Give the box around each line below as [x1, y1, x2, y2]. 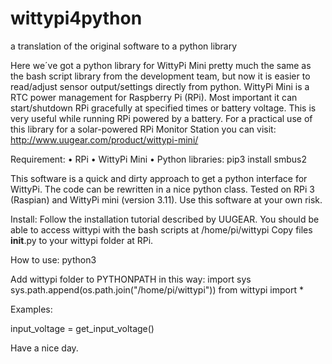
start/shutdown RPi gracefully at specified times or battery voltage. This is [10, 102, 317, 114]
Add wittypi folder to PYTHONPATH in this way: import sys [10, 273, 252, 285]
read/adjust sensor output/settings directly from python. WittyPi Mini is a [10, 80, 310, 92]
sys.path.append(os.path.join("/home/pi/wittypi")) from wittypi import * [10, 283, 304, 296]
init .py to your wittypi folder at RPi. [10, 234, 154, 246]
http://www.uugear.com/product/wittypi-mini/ [10, 133, 199, 146]
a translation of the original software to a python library [10, 40, 238, 52]
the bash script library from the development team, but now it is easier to [10, 70, 311, 82]
